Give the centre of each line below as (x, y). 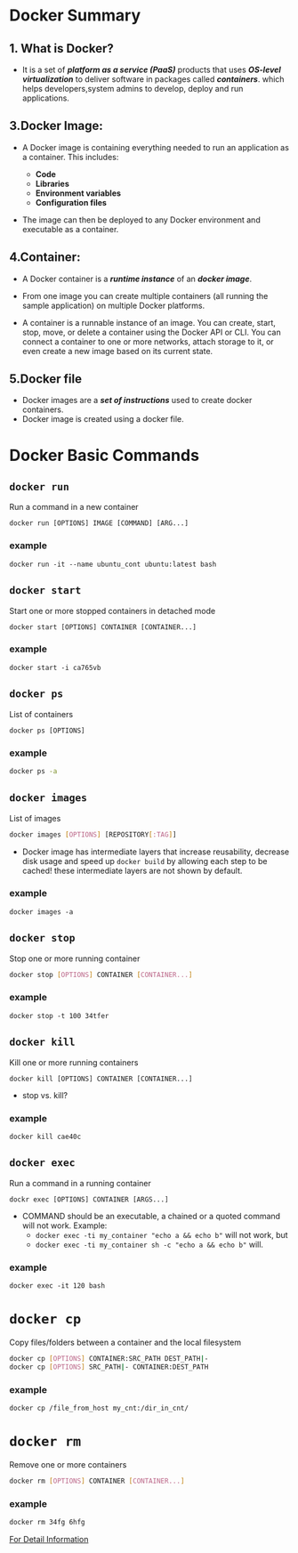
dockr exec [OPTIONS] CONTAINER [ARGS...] (89, 1199)
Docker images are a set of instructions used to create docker (137, 400)
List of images (35, 818)
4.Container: (45, 258)
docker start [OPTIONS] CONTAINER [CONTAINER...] (103, 627)
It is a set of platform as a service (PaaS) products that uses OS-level (152, 69)
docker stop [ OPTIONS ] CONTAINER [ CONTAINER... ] (101, 975)
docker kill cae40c (45, 1136)
